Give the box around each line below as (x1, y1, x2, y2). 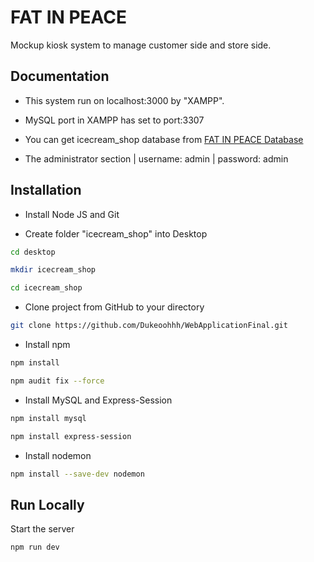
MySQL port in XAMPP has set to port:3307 (24, 114, 205, 126)
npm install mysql (10, 413, 87, 423)
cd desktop (10, 247, 56, 257)
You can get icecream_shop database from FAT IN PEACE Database (24, 133, 304, 145)
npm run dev (10, 542, 60, 553)
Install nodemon (24, 449, 92, 461)
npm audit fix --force (10, 376, 105, 386)
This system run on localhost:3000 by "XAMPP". (24, 94, 225, 106)
